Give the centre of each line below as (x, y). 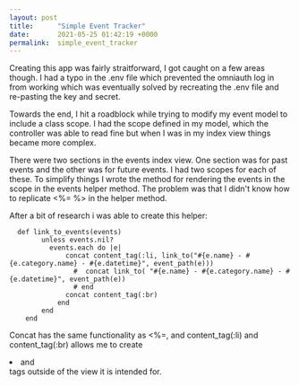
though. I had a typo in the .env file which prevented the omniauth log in (142, 78)
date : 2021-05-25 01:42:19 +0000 (84, 34)
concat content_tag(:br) (112, 295)
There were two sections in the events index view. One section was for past (149, 160)
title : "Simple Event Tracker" (77, 26)
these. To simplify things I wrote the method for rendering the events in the (147, 180)
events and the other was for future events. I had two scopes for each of (143, 170)
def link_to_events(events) (70, 232)
